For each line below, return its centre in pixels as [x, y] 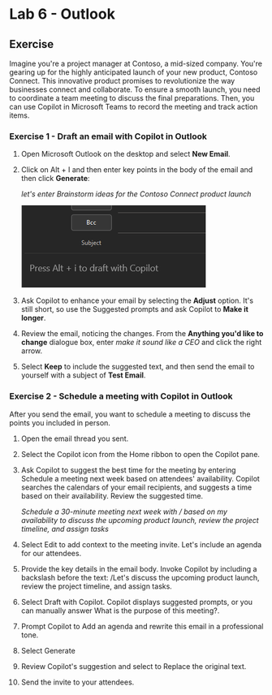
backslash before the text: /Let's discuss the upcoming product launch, [140, 577]
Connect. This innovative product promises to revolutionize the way [122, 81]
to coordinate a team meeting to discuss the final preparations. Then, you [132, 98]
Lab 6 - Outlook [63, 14]
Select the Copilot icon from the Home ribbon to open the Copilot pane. [140, 454]
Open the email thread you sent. [75, 438]
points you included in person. [60, 422]
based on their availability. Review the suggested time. [112, 495]
